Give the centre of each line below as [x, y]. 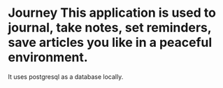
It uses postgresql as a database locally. [66, 76]
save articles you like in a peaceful [110, 43]
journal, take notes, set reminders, [110, 28]
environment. [48, 58]
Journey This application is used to [112, 13]
